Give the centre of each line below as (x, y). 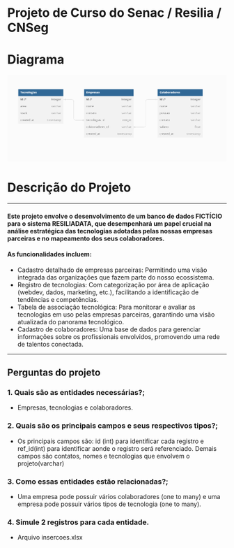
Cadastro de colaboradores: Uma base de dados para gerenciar (109, 329)
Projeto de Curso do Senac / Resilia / (114, 13)
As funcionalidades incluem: (49, 254)
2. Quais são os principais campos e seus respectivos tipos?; (112, 426)
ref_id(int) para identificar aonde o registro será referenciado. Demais (117, 448)
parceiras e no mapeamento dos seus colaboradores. (86, 238)
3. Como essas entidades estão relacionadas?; (88, 482)
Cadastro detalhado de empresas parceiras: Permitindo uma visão (112, 270)
